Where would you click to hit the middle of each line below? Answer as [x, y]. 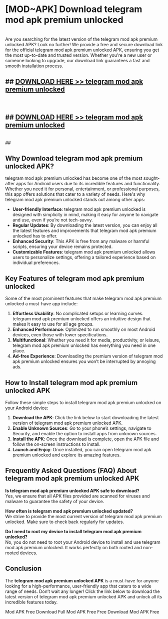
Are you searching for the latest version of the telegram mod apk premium [81, 39]
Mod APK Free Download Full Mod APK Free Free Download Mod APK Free [82, 611]
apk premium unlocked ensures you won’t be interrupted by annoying [84, 361]
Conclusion [23, 569]
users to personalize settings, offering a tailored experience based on [84, 258]
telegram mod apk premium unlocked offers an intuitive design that [81, 319]
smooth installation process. [34, 66]
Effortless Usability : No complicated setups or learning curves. [78, 314]
